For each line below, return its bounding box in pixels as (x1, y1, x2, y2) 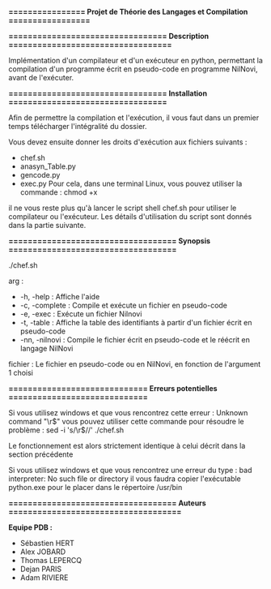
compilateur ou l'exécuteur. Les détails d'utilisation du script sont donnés (8, 212, 252, 221)
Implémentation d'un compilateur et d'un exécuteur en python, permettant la (8, 56, 263, 65)
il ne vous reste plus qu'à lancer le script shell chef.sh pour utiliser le (8, 203, 237, 213)
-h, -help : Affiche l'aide (19, 292, 100, 301)
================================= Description (8, 32, 210, 41)
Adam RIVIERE (19, 573, 69, 583)
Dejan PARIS (19, 564, 62, 574)
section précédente (8, 449, 74, 459)
